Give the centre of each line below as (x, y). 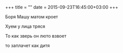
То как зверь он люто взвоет (36, 36)
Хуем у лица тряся (25, 26)
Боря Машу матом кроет (32, 17)
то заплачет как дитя (27, 46)
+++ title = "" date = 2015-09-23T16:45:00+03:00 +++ (62, 7)
